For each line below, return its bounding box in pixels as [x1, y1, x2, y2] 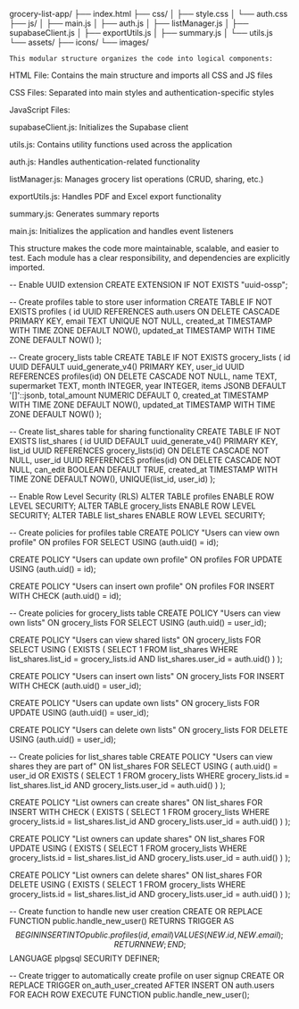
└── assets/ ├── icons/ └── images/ [9, 37, 149, 47]
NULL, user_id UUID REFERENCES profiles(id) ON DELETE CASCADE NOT [9, 455, 281, 465]
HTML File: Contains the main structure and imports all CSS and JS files [9, 70, 274, 80]
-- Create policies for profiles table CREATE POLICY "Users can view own [9, 527, 280, 538]
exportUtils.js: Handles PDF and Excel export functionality [9, 191, 221, 201]
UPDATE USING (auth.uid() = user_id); [9, 707, 149, 718]
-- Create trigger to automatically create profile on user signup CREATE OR [9, 971, 285, 980]
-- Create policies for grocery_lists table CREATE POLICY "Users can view [9, 608, 281, 618]
